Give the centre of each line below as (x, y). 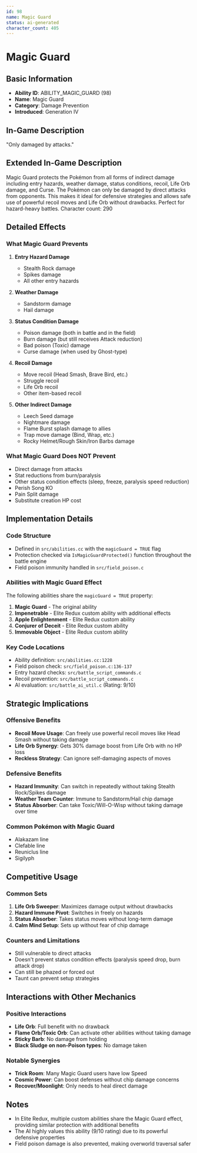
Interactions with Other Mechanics (71, 997)
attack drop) (29, 966)
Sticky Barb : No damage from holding (61, 1039)
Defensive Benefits (34, 773)
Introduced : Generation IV (46, 112)
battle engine (31, 561)
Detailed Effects (36, 227)
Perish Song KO (34, 487)
